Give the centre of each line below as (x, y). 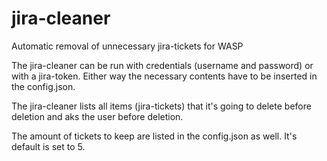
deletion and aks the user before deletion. (97, 116)
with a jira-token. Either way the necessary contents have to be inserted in (164, 76)
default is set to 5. (48, 146)
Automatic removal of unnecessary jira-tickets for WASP (127, 46)
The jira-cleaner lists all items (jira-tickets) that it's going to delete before (161, 106)
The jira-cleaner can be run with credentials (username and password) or (162, 65)
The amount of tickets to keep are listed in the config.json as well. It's (154, 136)
